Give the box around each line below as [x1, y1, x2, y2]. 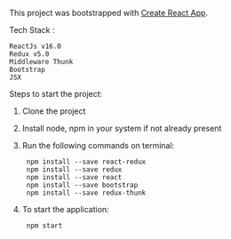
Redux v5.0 [9, 50, 50, 59]
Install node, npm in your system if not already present [21, 123, 222, 133]
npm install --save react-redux [26, 157, 147, 166]
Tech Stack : [9, 25, 55, 35]
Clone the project [21, 106, 86, 116]
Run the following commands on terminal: [21, 140, 175, 150]
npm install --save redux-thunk [26, 188, 147, 197]
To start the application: [21, 204, 109, 214]
